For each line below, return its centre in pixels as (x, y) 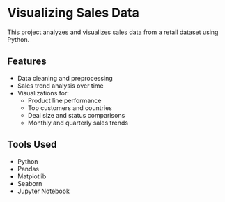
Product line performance (64, 100)
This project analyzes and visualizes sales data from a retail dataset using (113, 32)
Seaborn (30, 183)
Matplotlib (32, 176)
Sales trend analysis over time (60, 86)
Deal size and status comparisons (76, 115)
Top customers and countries (70, 108)
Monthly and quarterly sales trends (78, 123)
